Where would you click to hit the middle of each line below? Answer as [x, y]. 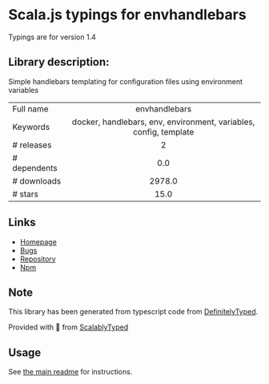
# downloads [37, 180]
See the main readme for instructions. [70, 372]
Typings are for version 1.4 [52, 37]
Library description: [59, 62]
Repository [38, 259]
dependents [35, 168]
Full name [31, 108]
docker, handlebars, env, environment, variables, [163, 122]
